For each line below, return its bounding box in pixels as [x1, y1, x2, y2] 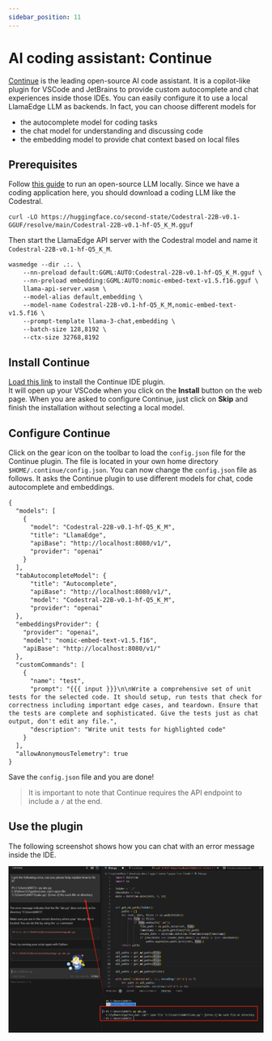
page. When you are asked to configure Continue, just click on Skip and [8, 394, 249, 404]
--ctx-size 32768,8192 [23, 334, 100, 342]
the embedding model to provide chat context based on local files [19, 134, 240, 144]
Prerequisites [8, 158, 78, 172]
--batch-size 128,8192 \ [23, 325, 107, 334]
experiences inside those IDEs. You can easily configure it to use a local [8, 93, 249, 103]
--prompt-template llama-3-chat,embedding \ [23, 317, 176, 325]
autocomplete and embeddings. [8, 482, 115, 491]
